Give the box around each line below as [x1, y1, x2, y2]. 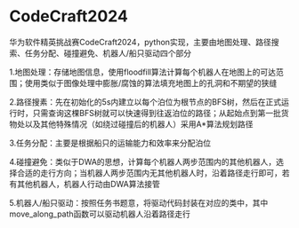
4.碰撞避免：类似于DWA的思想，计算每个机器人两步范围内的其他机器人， [9, 156, 277, 167]
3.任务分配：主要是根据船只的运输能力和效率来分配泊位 [9, 138, 212, 148]
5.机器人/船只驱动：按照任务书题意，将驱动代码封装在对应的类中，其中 [9, 197, 269, 208]
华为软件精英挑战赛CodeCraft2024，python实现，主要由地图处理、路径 [9, 36, 271, 47]
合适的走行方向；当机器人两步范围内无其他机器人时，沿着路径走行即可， [16, 167, 282, 178]
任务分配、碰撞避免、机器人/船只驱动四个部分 [24, 47, 192, 59]
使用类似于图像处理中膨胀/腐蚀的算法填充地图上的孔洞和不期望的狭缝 [24, 77, 278, 88]
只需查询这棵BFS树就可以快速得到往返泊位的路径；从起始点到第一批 [32, 107, 282, 118]
